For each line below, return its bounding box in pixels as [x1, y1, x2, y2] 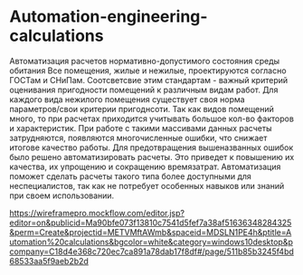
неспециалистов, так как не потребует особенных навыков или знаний [9, 180, 285, 191]
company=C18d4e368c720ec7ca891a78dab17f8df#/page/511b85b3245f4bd [9, 246, 294, 257]
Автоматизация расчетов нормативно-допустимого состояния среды [9, 55, 280, 66]
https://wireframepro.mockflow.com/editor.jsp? [9, 207, 185, 218]
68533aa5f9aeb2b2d [9, 255, 89, 266]
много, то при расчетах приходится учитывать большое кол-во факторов [9, 113, 294, 124]
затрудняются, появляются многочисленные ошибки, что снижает [9, 132, 268, 143]
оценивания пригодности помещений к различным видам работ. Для [9, 84, 279, 95]
